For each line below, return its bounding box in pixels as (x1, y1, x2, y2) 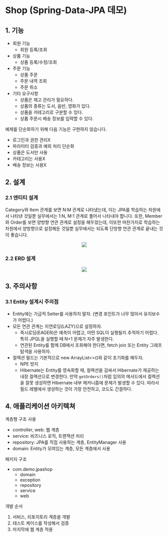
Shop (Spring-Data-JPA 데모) (5, 5, 127, 16)
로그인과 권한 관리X (12, 137, 51, 143)
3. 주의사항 (5, 282, 38, 291)
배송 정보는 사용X (12, 162, 47, 168)
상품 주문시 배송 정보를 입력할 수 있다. (20, 116, 94, 121)
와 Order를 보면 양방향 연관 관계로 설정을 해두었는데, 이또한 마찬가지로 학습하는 (5, 219, 160, 225)
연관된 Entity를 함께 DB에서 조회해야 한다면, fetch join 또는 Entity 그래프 (20, 342, 162, 348)
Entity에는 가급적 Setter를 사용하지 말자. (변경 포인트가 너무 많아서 (12, 310, 143, 316)
